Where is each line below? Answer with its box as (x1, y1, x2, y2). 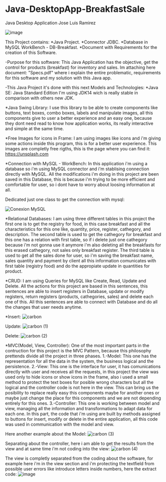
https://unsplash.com (5, 151, 49, 157)
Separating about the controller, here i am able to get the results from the (5, 440, 155, 446)
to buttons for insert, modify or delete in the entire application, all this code (5, 416, 158, 422)
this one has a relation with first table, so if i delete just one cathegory (5, 237, 148, 242)
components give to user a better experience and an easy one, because (5, 115, 152, 121)
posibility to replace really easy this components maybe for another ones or (5, 389, 160, 395)
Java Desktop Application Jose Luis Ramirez (5, 20, 96, 26)
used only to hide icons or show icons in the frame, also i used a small (5, 374, 148, 380)
